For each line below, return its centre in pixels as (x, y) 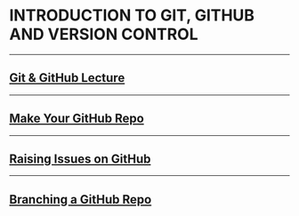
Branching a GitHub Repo (81, 200)
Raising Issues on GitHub (80, 159)
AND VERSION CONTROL (104, 34)
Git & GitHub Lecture (67, 78)
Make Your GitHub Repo (77, 119)
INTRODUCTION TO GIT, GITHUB (132, 16)
